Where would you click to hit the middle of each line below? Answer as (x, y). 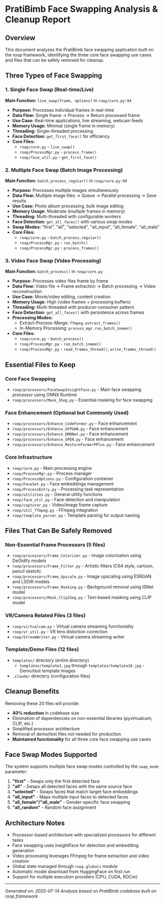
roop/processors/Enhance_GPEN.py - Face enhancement (68, 439)
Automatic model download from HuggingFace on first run (71, 871)
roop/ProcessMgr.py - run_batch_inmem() (60, 344)
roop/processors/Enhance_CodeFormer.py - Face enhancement (75, 423)
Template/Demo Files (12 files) (42, 649)
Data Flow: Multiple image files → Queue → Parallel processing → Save (84, 195)
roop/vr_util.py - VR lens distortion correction (60, 631)
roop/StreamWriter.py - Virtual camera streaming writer (69, 637)
